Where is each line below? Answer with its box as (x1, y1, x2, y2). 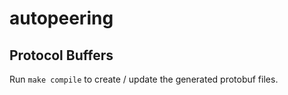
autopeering (9, 7, 114, 30)
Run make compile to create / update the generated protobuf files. (9, 73, 279, 85)
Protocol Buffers (9, 47, 114, 64)
